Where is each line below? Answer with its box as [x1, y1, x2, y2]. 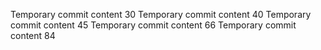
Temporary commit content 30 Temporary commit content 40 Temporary [10, 9, 312, 20]
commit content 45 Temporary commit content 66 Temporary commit [10, 19, 297, 31]
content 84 [10, 30, 56, 41]
